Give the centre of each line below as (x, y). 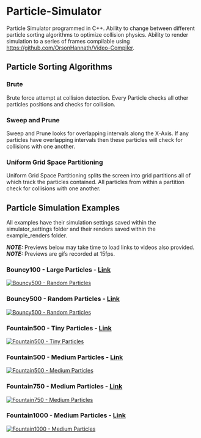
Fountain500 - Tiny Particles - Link (59, 328)
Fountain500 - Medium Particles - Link (65, 357)
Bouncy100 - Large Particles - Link (59, 269)
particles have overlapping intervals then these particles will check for (95, 139)
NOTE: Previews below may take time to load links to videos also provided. (100, 247)
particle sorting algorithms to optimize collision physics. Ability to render (97, 34)
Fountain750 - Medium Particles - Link (64, 387)
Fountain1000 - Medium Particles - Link (66, 415)
